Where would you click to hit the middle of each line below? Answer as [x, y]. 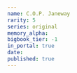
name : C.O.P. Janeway [39, 14]
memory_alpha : [28, 33]
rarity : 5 [22, 20]
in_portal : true [31, 46]
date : [15, 53]
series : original [33, 26]
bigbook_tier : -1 [33, 40]
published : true [31, 59]
